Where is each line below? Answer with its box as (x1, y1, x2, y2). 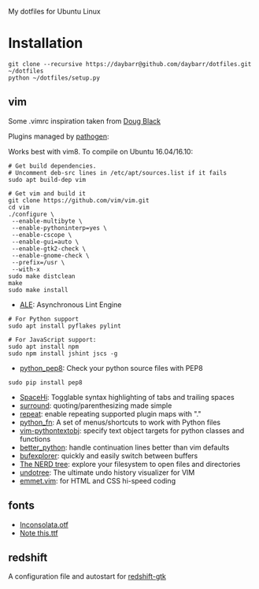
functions (19, 434, 51, 443)
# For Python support (8, 315, 80, 323)
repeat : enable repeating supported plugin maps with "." (19, 409, 202, 418)
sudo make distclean (8, 272, 76, 280)
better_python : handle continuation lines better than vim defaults (19, 443, 230, 452)
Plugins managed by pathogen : (8, 132, 109, 141)
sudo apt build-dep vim (8, 176, 87, 183)
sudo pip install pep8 (8, 378, 83, 387)
